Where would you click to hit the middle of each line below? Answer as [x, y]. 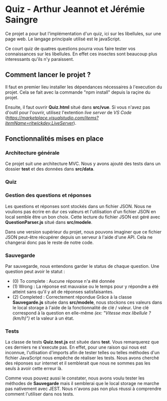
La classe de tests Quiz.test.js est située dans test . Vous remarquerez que [82, 342]
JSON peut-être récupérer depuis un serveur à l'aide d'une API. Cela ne [79, 237]
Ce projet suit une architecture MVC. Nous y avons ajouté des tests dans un [83, 164]
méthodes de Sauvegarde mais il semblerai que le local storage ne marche [82, 384]
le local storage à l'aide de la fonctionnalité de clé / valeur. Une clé [81, 307]
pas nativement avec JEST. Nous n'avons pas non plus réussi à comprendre [83, 389]
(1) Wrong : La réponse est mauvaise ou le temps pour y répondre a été [85, 286]
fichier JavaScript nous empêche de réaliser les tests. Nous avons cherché [82, 358]
